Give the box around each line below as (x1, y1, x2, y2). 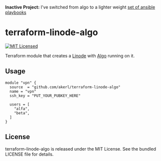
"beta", (14, 110, 30, 115)
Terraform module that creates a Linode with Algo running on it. (5, 53, 135, 58)
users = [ (9, 102, 30, 107)
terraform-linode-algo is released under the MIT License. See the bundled (5, 146, 157, 152)
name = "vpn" (9, 89, 37, 94)
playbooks (5, 9, 26, 15)
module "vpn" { (5, 80, 37, 85)
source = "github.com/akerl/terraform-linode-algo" (9, 84, 121, 90)
